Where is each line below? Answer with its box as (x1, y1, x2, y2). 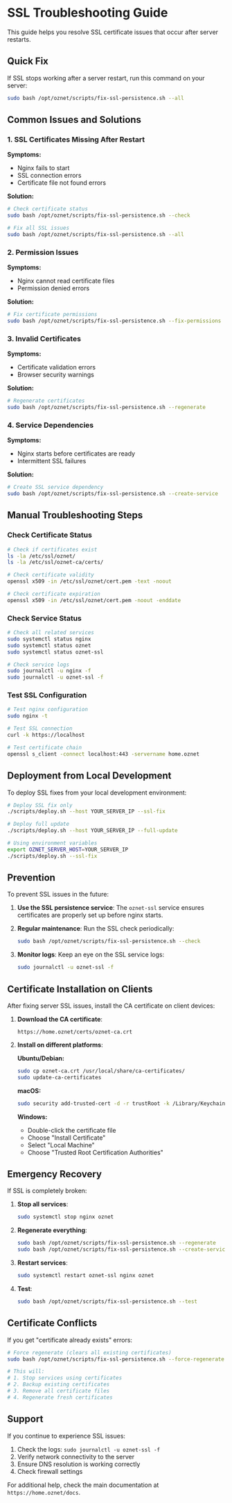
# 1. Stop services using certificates (7, 1375, 123, 1381)
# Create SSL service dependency (7, 484, 104, 491)
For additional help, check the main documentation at (7, 1481, 159, 1489)
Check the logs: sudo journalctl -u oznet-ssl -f (17, 1445, 161, 1453)
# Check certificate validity (7, 572, 95, 579)
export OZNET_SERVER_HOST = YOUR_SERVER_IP (7, 846, 129, 853)
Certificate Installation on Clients (7, 983, 153, 995)
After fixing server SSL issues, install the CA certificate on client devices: (7, 1002, 215, 1010)
